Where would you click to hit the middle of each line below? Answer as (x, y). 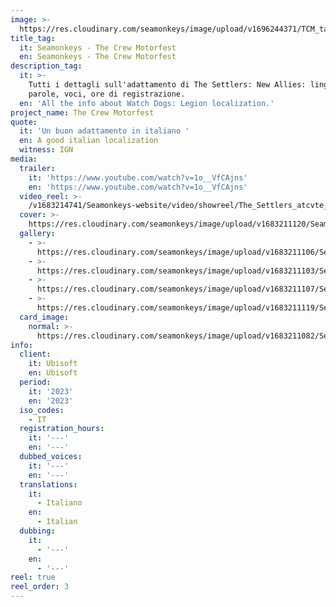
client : (35, 354)
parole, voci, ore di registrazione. (107, 94)
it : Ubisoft (53, 364)
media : (24, 159)
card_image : (44, 317)
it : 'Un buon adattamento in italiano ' (104, 131)
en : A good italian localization (89, 141)
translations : (48, 484)
